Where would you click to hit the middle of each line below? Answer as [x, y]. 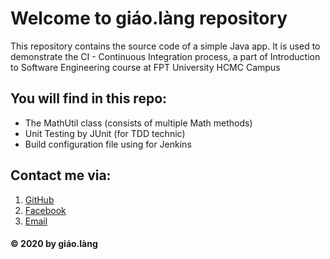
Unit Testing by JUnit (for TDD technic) [105, 133]
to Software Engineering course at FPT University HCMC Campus [145, 67]
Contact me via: [61, 175]
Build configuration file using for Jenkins [108, 144]
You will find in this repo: [89, 98]
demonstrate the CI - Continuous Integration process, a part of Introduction [165, 56]
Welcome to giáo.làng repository [149, 18]
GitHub [39, 199]
